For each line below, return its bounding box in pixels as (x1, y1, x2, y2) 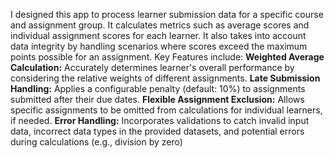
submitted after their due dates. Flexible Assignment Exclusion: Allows (10, 94, 305, 105)
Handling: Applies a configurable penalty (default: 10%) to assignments (10, 83, 306, 94)
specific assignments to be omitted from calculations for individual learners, (10, 104, 323, 116)
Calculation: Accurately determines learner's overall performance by (10, 62, 295, 73)
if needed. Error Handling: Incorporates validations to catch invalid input (10, 115, 310, 126)
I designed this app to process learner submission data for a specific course (10, 9, 324, 20)
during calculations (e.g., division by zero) (10, 136, 183, 148)
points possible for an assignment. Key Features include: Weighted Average (10, 51, 325, 63)
